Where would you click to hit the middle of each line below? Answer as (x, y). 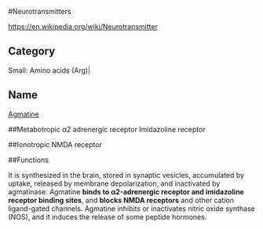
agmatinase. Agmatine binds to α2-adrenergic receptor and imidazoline (126, 191)
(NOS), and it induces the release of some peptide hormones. (108, 216)
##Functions (29, 160)
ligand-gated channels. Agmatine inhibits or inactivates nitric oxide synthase (131, 209)
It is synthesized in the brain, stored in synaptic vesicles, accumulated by (126, 175)
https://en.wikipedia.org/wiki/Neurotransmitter (83, 26)
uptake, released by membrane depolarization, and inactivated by (114, 183)
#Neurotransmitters (40, 11)
